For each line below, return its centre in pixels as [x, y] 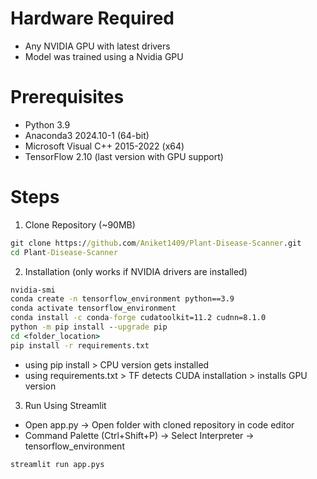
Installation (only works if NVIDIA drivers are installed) [136, 271]
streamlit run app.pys [57, 464]
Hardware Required [92, 18]
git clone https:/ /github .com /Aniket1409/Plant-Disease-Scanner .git [156, 243]
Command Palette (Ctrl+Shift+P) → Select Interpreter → [139, 435]
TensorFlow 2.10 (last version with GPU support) [124, 156]
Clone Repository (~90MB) [80, 224]
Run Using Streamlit [65, 405]
